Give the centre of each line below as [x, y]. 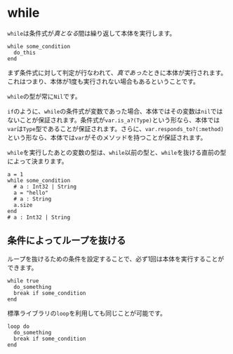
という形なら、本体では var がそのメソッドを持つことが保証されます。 [107, 137]
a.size [23, 205]
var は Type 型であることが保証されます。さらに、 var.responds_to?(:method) [116, 128]
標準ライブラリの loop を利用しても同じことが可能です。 [87, 313]
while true [23, 281]
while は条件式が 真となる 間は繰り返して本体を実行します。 [92, 33]
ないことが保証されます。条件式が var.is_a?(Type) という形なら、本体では [113, 120]
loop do [19, 326]
